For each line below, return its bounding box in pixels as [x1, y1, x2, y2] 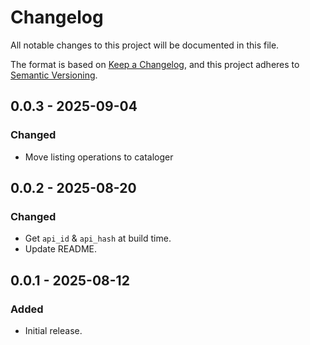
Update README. [24, 243, 98, 255]
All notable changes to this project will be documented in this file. [10, 39, 280, 51]
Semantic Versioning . [10, 69, 98, 81]
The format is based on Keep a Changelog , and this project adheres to [10, 58, 300, 70]
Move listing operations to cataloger [24, 151, 174, 163]
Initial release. [24, 325, 83, 336]
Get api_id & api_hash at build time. [24, 232, 172, 245]
